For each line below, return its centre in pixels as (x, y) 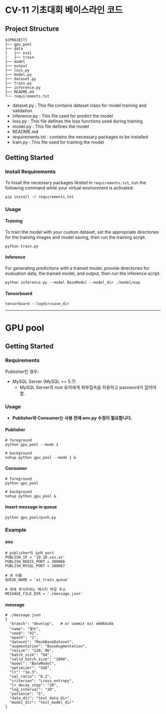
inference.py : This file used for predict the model (62, 116)
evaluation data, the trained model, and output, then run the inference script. (83, 273)
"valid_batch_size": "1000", (40, 659)
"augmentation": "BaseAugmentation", (48, 646)
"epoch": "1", (24, 638)
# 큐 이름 (14, 576)
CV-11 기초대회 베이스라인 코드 (64, 10)
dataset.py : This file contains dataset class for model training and (79, 105)
